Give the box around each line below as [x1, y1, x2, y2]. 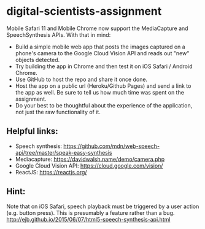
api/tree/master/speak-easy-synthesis [15, 149, 112, 156]
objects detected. [15, 56, 60, 63]
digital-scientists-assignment [6, 4, 162, 18]
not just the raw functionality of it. [15, 108, 101, 115]
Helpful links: [6, 126, 58, 136]
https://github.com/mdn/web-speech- [63, 142, 160, 150]
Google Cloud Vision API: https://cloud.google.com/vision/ [15, 161, 163, 169]
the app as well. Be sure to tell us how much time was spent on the [15, 88, 184, 96]
